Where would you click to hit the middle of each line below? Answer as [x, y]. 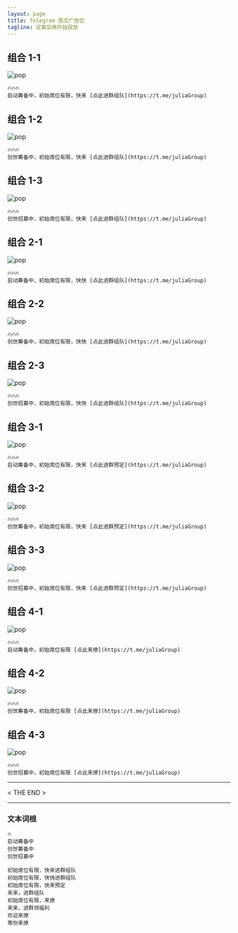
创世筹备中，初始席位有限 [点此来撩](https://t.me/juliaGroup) [94, 711]
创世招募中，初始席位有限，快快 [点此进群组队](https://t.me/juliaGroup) [107, 404]
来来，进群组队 [26, 893]
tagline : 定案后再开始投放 [43, 27]
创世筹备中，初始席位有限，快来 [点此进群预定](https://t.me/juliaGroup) [107, 526]
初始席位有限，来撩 [31, 901]
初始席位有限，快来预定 [36, 885]
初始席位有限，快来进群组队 [42, 871]
